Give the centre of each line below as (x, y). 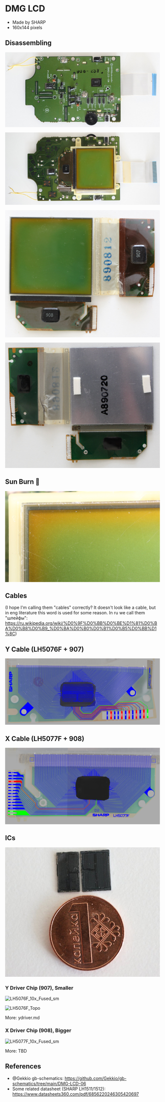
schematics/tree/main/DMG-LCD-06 (49, 1083)
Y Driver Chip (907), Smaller (39, 988)
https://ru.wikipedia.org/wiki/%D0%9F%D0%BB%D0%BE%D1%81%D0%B (81, 623)
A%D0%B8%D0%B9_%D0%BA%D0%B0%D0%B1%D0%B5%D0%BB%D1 (81, 629)
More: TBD (16, 1051)
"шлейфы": (16, 618)
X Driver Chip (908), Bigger (38, 1031)
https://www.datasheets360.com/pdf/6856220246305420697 (75, 1094)
